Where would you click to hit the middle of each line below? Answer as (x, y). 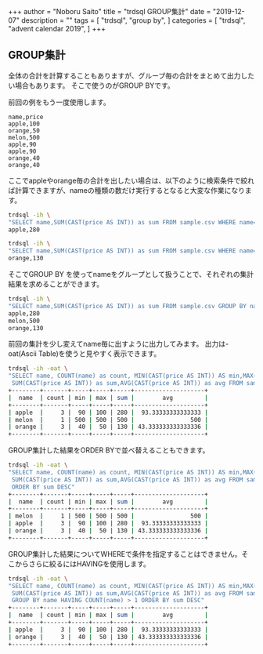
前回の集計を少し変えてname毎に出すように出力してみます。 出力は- (119, 344)
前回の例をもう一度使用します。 (59, 102)
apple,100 (24, 124)
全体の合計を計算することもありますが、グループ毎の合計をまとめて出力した (131, 75)
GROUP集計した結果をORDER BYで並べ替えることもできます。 (109, 450)
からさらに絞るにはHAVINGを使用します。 (83, 564)
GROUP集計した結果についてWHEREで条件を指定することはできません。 (125, 554)
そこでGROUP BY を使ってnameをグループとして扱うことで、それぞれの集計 (131, 274)
